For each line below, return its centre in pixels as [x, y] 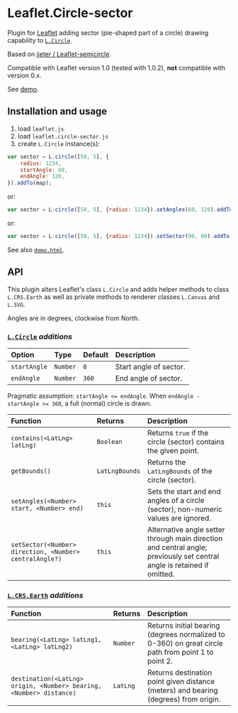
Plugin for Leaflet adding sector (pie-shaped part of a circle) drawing [108, 33]
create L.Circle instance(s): [59, 143]
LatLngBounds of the [180, 471]
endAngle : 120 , [42, 176]
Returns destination [180, 673]
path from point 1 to [181, 653]
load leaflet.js [41, 129]
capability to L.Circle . [40, 40]
